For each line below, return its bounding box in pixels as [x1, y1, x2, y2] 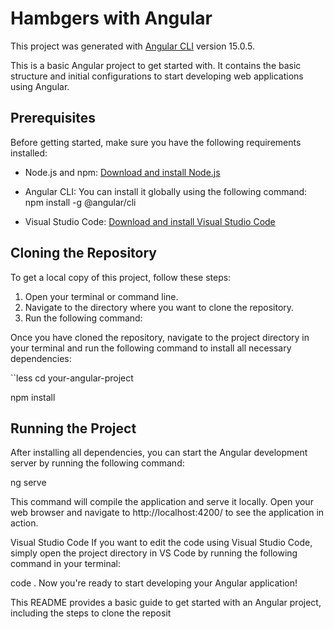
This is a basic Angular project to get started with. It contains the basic [10, 59, 302, 71]
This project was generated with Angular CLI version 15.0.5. [10, 40, 255, 52]
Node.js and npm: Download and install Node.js [24, 166, 221, 178]
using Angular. [10, 80, 70, 92]
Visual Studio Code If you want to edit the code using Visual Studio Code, [10, 537, 313, 549]
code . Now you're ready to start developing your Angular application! [10, 577, 298, 589]
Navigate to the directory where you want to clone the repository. [24, 301, 295, 313]
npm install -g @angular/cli [24, 196, 137, 208]
